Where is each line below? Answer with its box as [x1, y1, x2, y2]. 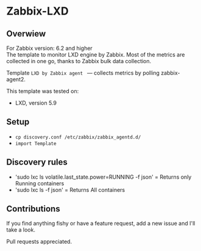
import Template [15, 140, 57, 146]
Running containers [15, 179, 65, 187]
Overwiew [6, 29, 46, 39]
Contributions [6, 204, 60, 214]
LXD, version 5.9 [15, 99, 57, 106]
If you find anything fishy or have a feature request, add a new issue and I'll [6, 220, 196, 227]
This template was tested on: [6, 88, 79, 95]
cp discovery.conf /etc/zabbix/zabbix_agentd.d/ [15, 134, 141, 140]
